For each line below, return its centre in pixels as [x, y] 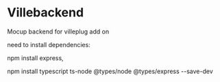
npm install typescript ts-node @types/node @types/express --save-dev [110, 71]
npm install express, [35, 58]
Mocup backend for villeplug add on [58, 31]
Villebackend [46, 13]
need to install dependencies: [49, 44]
